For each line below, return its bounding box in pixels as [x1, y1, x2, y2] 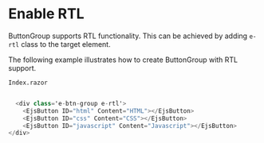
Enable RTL [8, 5, 85, 23]
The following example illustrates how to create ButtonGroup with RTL [8, 55, 238, 64]
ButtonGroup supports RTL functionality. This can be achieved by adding [8, 31, 248, 41]
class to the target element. [21, 39, 111, 48]
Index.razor [8, 79, 48, 87]
